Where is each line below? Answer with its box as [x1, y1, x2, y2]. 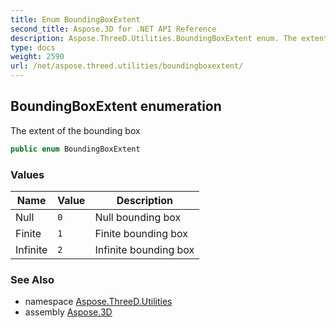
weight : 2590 [10, 52, 65, 62]
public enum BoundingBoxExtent [10, 144, 141, 154]
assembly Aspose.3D [24, 306, 113, 318]
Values [10, 167, 45, 181]
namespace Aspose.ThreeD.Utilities [24, 296, 173, 308]
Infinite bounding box [94, 242, 195, 256]
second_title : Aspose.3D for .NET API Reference [10, 24, 217, 34]
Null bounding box [94, 210, 182, 224]
